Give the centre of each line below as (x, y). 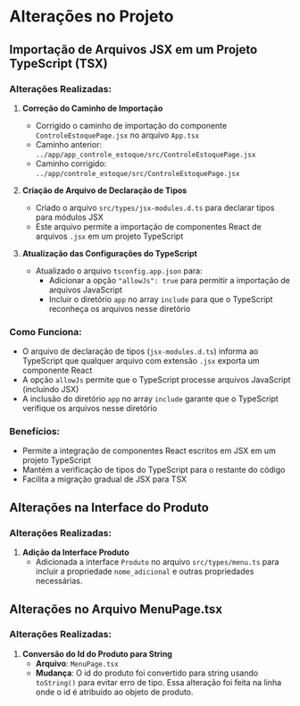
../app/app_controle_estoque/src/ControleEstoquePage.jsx (146, 155)
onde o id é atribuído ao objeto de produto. (114, 692)
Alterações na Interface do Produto (109, 507)
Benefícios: (35, 432)
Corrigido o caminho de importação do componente (131, 125)
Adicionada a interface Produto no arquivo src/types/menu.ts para (157, 562)
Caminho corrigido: (71, 164)
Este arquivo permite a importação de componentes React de (148, 226)
